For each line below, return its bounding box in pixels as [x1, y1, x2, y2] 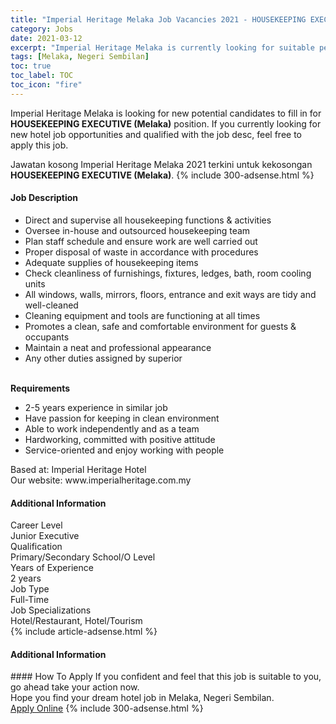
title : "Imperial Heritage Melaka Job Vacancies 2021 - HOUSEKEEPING [10, 14, 307, 25]
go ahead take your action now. [10, 681, 140, 693]
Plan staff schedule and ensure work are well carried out [24, 235, 258, 247]
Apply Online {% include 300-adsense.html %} [10, 702, 204, 715]
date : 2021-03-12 [10, 33, 83, 43]
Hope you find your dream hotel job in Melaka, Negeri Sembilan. [10, 692, 275, 704]
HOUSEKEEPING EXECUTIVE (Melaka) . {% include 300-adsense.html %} [10, 169, 315, 181]
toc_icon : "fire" [10, 80, 83, 90]
